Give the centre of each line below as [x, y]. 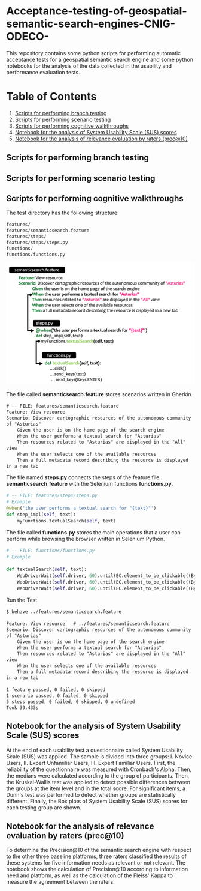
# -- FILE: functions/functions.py [51, 551]
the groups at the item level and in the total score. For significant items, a [96, 788]
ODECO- [28, 37]
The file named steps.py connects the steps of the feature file [83, 477]
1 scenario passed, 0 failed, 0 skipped [57, 696]
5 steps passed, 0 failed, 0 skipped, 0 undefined [71, 702]
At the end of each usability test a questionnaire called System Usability [95, 750]
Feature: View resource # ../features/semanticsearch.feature [88, 624]
